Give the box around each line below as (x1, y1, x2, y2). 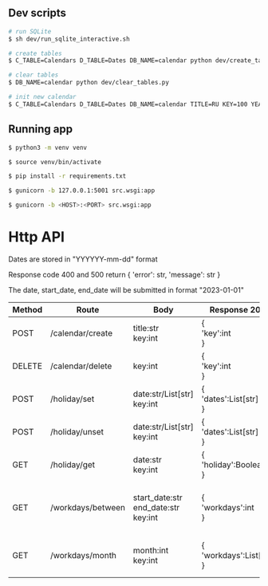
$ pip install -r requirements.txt (8, 172, 127, 180)
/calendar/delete (50, 360, 112, 372)
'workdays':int (201, 501, 255, 513)
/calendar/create (50, 327, 113, 338)
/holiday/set (50, 393, 95, 404)
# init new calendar (8, 93, 77, 101)
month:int (132, 545, 169, 556)
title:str (132, 322, 160, 333)
